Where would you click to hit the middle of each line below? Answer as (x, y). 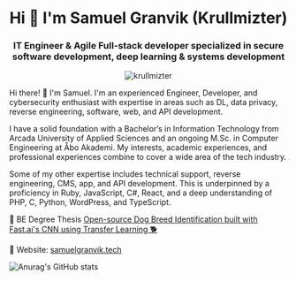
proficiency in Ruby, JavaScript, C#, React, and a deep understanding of (141, 193)
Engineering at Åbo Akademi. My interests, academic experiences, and (138, 148)
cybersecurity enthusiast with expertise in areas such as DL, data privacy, (144, 103)
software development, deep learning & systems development (148, 57)
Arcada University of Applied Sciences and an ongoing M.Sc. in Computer (144, 138)
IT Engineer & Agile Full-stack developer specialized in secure (148, 46)
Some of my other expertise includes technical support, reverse (125, 174)
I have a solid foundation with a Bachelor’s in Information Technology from (144, 129)
